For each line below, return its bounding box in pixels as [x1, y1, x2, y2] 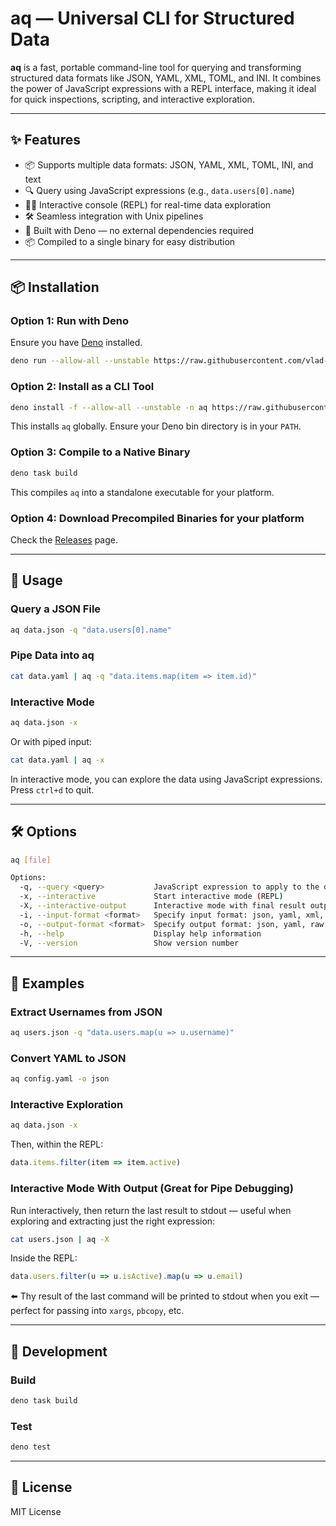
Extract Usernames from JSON [10, 1005, 163, 1019]
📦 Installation [10, 279, 100, 296]
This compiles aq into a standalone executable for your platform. [10, 486, 275, 498]
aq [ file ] [10, 855, 52, 865]
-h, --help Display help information [19, 928, 262, 939]
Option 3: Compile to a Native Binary [10, 445, 191, 459]
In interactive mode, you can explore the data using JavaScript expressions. [10, 773, 323, 785]
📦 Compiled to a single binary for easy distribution [24, 235, 236, 247]
